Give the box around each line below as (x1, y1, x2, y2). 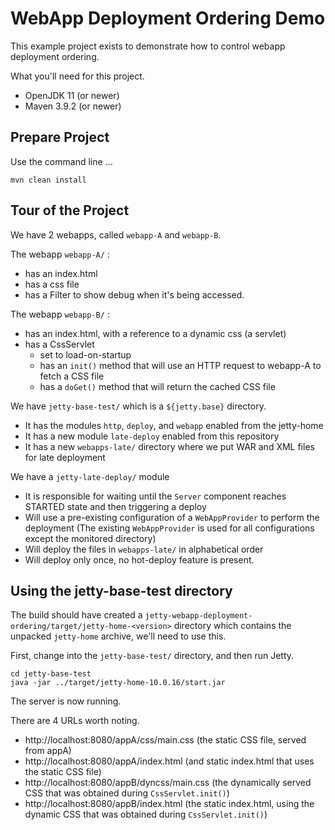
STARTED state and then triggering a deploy (24, 500, 207, 512)
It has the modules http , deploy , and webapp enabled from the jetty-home (24, 419, 324, 431)
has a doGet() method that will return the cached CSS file (39, 380, 276, 392)
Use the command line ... (10, 155, 113, 167)
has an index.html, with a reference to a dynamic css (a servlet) (24, 327, 287, 339)
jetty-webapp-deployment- (144, 611, 253, 621)
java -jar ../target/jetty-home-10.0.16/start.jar (10, 678, 226, 688)
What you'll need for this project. (10, 70, 145, 82)
